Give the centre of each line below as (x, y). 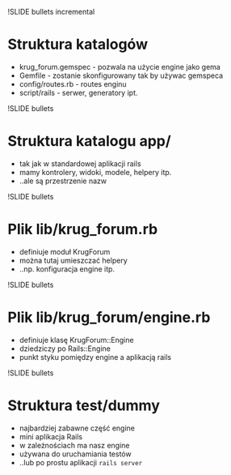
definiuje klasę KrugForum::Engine (76, 340)
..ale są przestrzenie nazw (63, 181)
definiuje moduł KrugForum (65, 251)
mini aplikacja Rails (50, 436)
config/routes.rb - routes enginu (73, 83)
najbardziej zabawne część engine (77, 428)
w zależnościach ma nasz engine (74, 445)
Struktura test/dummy (84, 405)
